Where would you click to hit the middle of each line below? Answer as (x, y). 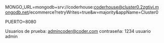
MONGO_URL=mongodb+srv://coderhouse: (50, 7)
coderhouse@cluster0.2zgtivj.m (126, 7)
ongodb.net (17, 12)
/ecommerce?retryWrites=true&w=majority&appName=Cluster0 (94, 12)
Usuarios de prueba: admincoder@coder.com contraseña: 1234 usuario (78, 31)
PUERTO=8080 (21, 22)
